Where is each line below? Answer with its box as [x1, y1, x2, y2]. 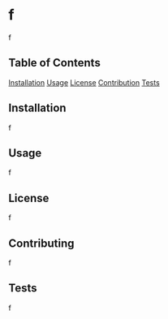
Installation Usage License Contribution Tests [8, 77, 160, 87]
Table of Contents [8, 56, 101, 70]
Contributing [8, 236, 75, 250]
